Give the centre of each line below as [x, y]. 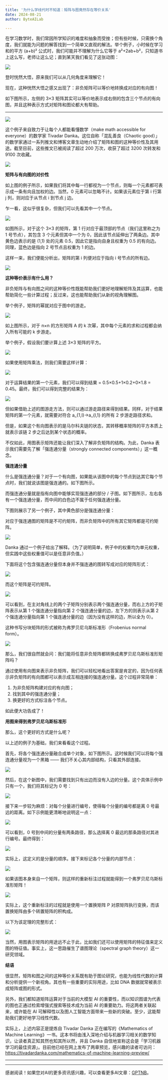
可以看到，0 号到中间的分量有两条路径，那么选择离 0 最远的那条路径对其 [80, 832]
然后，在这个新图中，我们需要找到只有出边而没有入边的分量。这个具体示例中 [84, 780]
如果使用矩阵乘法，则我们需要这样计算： [47, 363]
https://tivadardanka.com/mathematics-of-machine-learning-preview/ [77, 1053]
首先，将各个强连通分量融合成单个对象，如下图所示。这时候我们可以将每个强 [84, 753]
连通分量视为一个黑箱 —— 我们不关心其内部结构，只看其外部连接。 [74, 760]
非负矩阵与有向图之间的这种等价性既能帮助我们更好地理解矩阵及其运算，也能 [84, 289]
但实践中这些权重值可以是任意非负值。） [46, 554]
